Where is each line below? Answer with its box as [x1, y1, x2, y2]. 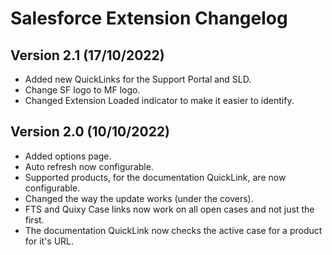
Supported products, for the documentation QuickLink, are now [24, 171, 287, 183]
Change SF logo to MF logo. [24, 84, 141, 96]
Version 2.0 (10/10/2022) [10, 123, 171, 141]
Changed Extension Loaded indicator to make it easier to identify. [24, 95, 295, 106]
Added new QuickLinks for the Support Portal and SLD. [24, 73, 252, 85]
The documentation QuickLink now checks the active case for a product [24, 224, 323, 236]
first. [24, 213, 45, 226]
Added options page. [24, 150, 112, 162]
